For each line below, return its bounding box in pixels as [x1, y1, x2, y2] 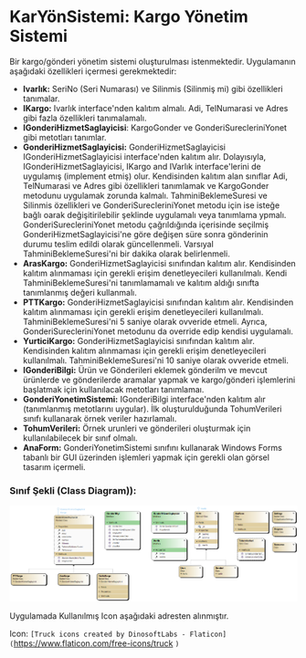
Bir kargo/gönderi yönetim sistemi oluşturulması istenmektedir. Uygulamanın [9, 56, 297, 67]
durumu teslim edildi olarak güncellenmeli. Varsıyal [22, 238, 215, 249]
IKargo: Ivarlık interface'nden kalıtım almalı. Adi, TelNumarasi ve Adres [22, 102, 289, 113]
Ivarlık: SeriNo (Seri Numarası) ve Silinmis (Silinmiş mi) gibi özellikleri [22, 83, 283, 94]
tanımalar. [22, 93, 60, 104]
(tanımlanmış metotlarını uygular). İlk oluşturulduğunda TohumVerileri [22, 403, 282, 414]
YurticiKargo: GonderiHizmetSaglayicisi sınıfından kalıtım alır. [22, 335, 256, 346]
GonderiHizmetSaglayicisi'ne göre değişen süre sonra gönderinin [22, 228, 269, 239]
